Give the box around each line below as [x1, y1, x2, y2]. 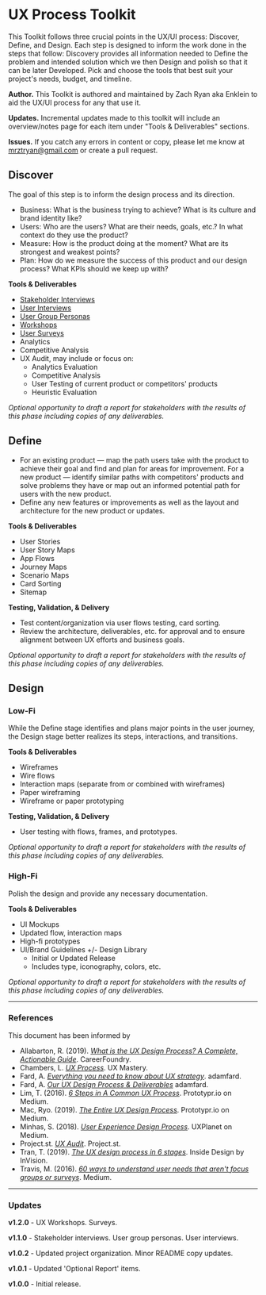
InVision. [19, 1155, 48, 1165]
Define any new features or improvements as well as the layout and [19, 498, 239, 507]
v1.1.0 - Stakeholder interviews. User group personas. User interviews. [8, 1233, 239, 1243]
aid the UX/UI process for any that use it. [8, 98, 141, 107]
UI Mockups [19, 919, 59, 929]
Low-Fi [8, 705, 36, 716]
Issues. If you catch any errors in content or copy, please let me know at [8, 136, 245, 146]
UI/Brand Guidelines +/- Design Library [19, 944, 148, 954]
